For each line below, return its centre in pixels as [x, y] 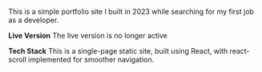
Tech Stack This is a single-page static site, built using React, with [118, 51]
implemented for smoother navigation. [91, 60]
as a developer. [34, 20]
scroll [17, 60]
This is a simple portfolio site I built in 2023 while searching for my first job [131, 12]
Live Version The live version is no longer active [88, 36]
